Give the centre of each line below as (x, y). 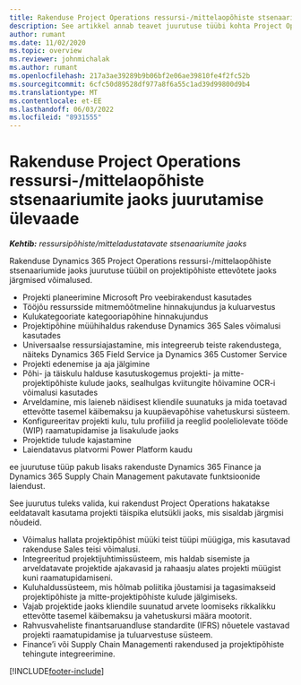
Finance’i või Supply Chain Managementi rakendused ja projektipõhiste (153, 645)
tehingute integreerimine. (69, 654)
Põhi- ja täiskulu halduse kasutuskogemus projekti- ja (121, 373)
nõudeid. (26, 522)
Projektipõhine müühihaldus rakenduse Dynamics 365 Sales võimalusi (151, 326)
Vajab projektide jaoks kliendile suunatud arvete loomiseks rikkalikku (149, 606)
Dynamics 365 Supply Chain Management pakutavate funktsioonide (135, 476)
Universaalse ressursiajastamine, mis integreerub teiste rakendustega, (152, 345)
